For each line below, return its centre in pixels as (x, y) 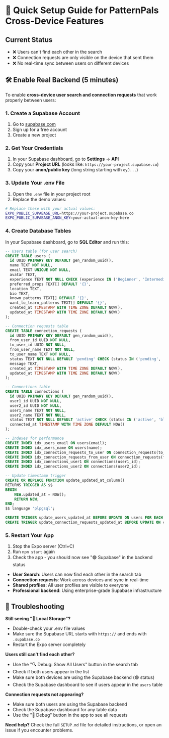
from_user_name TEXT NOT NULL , (43, 350)
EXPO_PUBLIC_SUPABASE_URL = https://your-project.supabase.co (70, 213)
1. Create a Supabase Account (43, 113)
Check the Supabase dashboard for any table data (65, 709)
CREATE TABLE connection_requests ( (44, 331)
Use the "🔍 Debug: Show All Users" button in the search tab (75, 664)
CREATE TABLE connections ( (35, 392)
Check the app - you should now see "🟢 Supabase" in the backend (82, 558)
